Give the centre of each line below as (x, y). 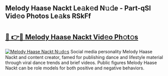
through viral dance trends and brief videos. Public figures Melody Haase (81, 63)
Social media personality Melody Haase (111, 52)
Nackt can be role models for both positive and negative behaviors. (75, 68)
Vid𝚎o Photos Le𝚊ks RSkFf (48, 16)
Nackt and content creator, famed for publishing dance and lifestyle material (84, 57)
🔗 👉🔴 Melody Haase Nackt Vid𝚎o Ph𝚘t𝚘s (72, 37)
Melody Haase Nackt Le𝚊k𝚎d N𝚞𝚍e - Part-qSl (78, 8)
